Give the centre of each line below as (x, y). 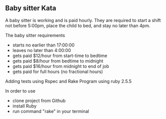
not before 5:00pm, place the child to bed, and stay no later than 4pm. (78, 25)
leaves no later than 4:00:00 (42, 50)
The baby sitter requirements (35, 35)
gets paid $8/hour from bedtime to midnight (58, 61)
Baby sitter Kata (31, 8)
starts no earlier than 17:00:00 (43, 45)
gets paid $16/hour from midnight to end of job (61, 66)
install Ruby (24, 106)
